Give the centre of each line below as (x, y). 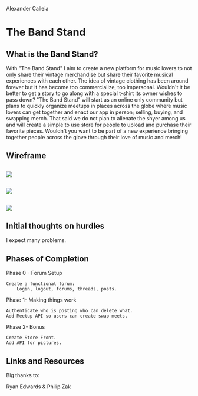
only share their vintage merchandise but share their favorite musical (90, 74)
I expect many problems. (36, 240)
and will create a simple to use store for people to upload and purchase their (99, 125)
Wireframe (26, 156)
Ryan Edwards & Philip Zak (39, 387)
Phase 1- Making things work (41, 300)
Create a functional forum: (41, 284)
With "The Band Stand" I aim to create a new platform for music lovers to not (99, 68)
